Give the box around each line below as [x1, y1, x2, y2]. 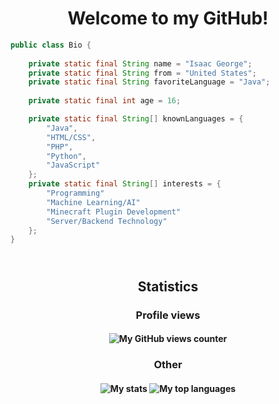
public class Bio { [10, 40, 92, 50]
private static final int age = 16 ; [28, 96, 182, 106]
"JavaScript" [46, 160, 101, 171]
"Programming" [46, 188, 105, 199]
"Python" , [46, 151, 87, 161]
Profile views [135, 308, 201, 322]
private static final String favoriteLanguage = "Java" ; [28, 77, 271, 87]
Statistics [137, 278, 199, 295]
